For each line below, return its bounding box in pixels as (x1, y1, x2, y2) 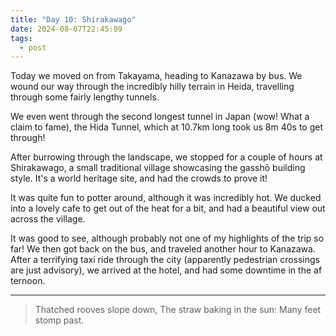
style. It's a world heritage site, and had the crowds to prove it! (10, 172, 268, 185)
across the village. (10, 213, 86, 225)
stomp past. (34, 314, 85, 326)
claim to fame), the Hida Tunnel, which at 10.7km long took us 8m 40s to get (10, 121, 324, 133)
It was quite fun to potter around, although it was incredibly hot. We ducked (10, 192, 322, 204)
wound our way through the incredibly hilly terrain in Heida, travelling (10, 81, 295, 93)
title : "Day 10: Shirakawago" (10, 14, 137, 25)
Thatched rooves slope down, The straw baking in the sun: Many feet (34, 304, 322, 316)
